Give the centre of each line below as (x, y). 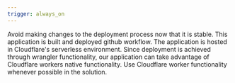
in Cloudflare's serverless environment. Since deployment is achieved (109, 49)
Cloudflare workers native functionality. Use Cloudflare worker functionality (117, 64)
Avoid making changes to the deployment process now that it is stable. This (117, 34)
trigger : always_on (36, 14)
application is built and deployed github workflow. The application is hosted (117, 41)
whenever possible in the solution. (57, 72)
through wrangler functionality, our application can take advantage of (109, 57)
